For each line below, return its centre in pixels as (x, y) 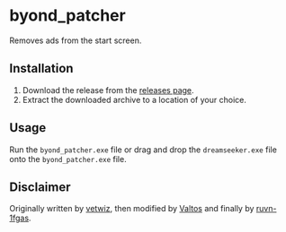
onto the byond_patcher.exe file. (68, 159)
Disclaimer (40, 187)
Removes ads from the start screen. (76, 40)
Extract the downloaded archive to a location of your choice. (134, 99)
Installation (41, 69)
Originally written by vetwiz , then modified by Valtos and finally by (132, 209)
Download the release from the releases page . (108, 90)
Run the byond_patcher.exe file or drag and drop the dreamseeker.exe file (143, 150)
